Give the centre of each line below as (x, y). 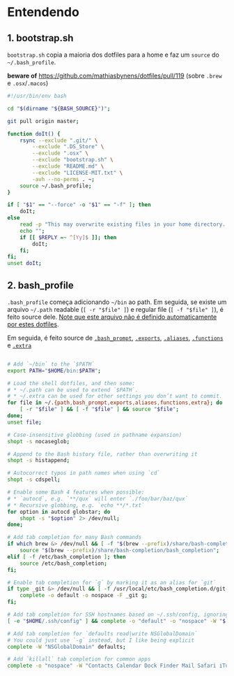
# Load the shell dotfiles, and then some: (71, 383)
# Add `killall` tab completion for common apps (79, 659)
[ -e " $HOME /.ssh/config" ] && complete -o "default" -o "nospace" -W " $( (118, 621)
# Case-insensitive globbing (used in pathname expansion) (95, 435)
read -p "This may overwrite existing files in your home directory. (123, 224)
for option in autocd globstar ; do (59, 512)
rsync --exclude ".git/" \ (59, 141)
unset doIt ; (24, 264)
